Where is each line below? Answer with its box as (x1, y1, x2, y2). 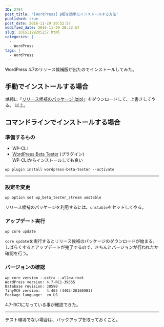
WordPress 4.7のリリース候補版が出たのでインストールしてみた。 (5, 66, 137, 72)
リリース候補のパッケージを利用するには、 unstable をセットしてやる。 (5, 204, 146, 210)
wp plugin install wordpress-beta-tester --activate (5, 167, 115, 172)
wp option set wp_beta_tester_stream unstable (5, 195, 102, 200)
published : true (5, 16, 38, 21)
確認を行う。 (5, 250, 31, 257)
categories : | (5, 35, 34, 40)
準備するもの (5, 134, 36, 141)
